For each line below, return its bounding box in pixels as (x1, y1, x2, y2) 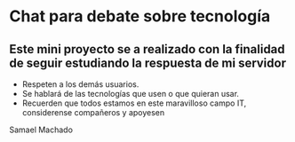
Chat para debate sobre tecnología (9, 6, 271, 27)
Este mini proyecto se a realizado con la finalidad (9, 42, 286, 57)
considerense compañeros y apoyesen (21, 107, 165, 117)
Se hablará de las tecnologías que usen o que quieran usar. (21, 89, 240, 99)
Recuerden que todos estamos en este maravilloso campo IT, (21, 98, 247, 108)
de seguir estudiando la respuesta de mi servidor (9, 55, 287, 70)
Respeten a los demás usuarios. (21, 79, 140, 90)
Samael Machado (9, 124, 74, 135)
